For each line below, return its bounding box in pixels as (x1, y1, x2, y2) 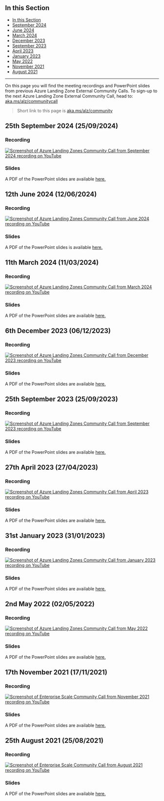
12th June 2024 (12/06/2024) (5, 190, 97, 199)
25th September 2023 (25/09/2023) (5, 395, 118, 403)
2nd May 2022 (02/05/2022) (5, 600, 95, 608)
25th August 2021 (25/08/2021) (5, 737, 104, 745)
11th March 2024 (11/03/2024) (5, 259, 99, 267)
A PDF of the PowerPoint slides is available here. (5, 244, 103, 250)
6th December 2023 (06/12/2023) (5, 327, 111, 335)
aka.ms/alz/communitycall (5, 98, 58, 104)
